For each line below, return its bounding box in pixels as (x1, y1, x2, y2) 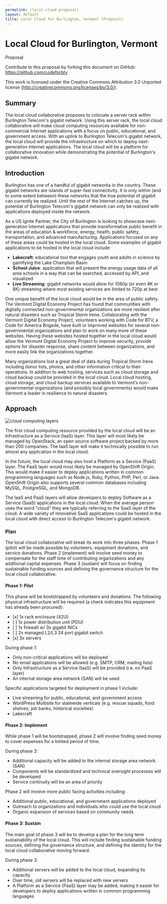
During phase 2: (5, 748, 38, 754)
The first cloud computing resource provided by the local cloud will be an (5, 427, 156, 434)
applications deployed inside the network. (5, 208, 91, 214)
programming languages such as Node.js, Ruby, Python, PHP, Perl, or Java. (5, 474, 161, 480)
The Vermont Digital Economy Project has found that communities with (5, 301, 151, 307)
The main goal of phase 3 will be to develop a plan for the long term (5, 831, 145, 837)
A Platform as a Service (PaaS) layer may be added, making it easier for (12, 883, 160, 889)
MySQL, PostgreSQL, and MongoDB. (5, 484, 81, 491)
